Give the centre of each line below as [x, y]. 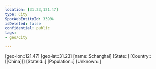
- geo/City [16, 38]
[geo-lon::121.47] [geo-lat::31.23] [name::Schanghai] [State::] [67, 56]
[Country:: [141, 56]
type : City [16, 14]
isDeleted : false [23, 24]
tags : [11, 33]
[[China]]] [15, 61]
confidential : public [27, 28]
